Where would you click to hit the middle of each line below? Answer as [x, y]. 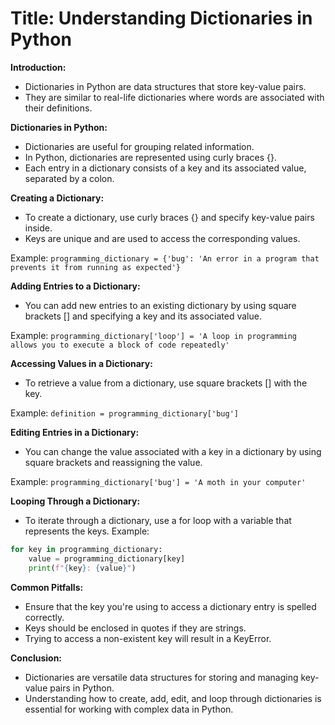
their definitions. [58, 108]
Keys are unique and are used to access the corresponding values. [162, 238]
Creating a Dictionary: [57, 198]
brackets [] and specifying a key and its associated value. [143, 316]
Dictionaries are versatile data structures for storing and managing [161, 677]
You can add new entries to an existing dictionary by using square [160, 305]
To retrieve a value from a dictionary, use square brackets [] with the [166, 383]
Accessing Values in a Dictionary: [81, 363]
